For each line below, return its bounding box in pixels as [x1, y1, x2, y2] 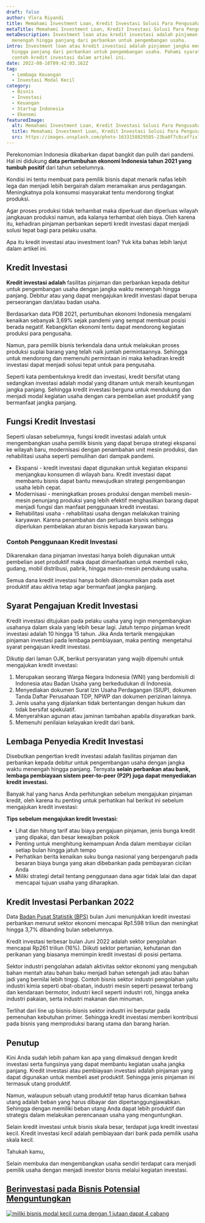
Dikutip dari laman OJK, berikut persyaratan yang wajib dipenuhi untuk [6, 655, 184, 662]
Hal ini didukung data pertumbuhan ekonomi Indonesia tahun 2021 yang [6, 157, 192, 164]
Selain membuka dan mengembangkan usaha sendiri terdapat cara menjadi [6, 1160, 196, 1167]
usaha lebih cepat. [15, 484, 62, 491]
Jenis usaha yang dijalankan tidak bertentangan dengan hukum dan [15, 699, 186, 706]
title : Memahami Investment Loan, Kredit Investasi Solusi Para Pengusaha [6, 20, 201, 26]
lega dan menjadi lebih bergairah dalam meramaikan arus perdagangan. [6, 182, 187, 190]
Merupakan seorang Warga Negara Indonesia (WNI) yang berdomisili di [15, 673, 195, 681]
